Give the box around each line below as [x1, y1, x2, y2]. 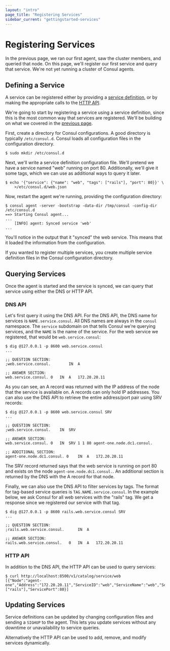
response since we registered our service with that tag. [5, 500, 120, 506]
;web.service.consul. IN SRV [5, 428, 76, 433]
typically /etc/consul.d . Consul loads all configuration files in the [5, 135, 141, 142]
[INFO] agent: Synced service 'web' [14, 221, 92, 226]
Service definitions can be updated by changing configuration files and [5, 614, 153, 620]
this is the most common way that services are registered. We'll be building [5, 115, 162, 121]
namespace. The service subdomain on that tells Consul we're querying [5, 323, 156, 329]
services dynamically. [5, 640, 51, 646]
